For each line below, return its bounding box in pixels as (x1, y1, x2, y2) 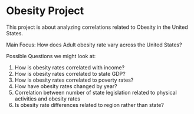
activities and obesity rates (14, 95, 81, 102)
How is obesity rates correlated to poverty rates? (14, 76, 134, 83)
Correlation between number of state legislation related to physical (14, 89, 177, 96)
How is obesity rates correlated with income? (14, 63, 125, 71)
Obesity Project (6, 4, 84, 18)
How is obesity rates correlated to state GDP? (14, 70, 126, 77)
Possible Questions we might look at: (6, 52, 96, 59)
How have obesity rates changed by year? (14, 82, 117, 89)
